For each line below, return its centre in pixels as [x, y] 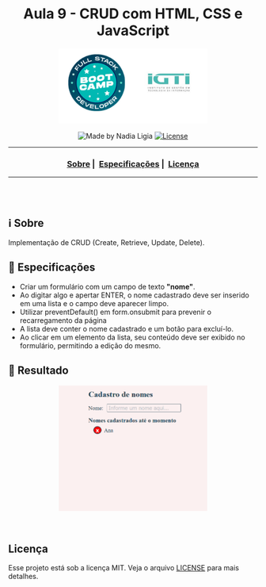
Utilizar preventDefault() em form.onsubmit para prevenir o [116, 312]
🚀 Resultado [38, 371]
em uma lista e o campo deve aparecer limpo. [94, 303]
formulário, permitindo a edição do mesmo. [90, 345]
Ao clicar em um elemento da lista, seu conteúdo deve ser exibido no [132, 337]
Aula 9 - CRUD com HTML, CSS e [133, 14]
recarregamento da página [63, 320]
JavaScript [133, 31]
